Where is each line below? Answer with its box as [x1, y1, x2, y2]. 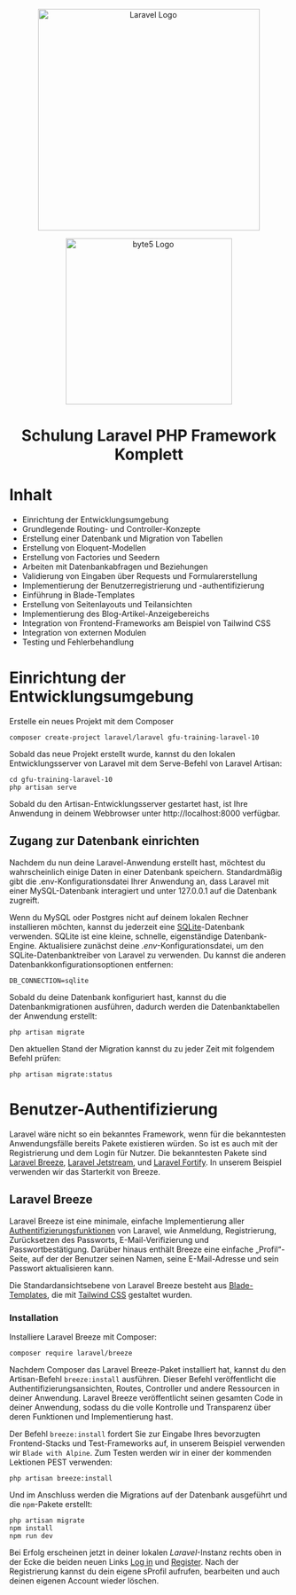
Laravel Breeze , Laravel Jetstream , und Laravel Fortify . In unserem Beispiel [9, 1157, 282, 1168]
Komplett [114, 444, 183, 465]
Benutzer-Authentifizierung [9, 1099, 219, 1120]
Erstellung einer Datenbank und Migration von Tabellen [21, 533, 223, 544]
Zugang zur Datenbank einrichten [9, 833, 199, 848]
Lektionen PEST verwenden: [9, 1457, 113, 1467]
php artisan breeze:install [9, 1474, 113, 1482]
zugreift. [9, 895, 40, 905]
